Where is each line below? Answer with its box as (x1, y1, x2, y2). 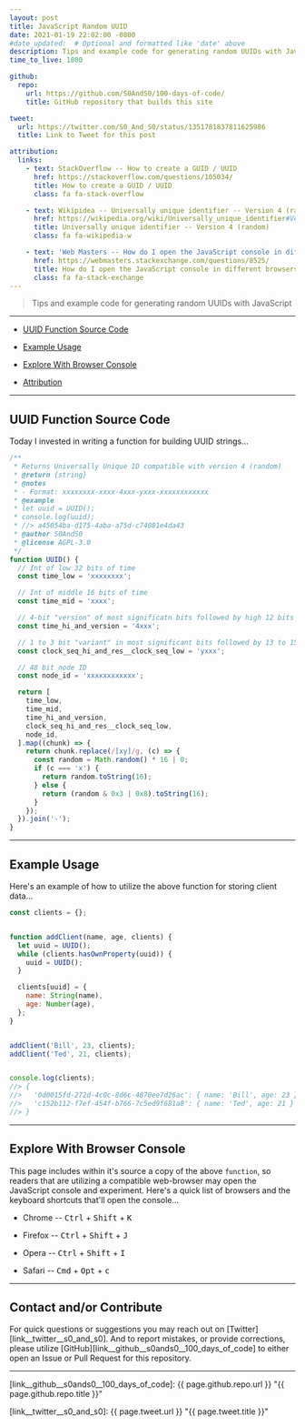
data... (9, 890, 34, 901)
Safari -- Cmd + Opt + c (22, 1265, 111, 1276)
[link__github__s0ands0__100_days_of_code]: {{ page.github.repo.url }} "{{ (9, 1379, 285, 1390)
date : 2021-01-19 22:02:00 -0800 (9, 30, 136, 39)
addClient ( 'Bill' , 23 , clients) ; (9, 1040, 136, 1050)
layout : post (9, 13, 59, 23)
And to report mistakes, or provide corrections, (110, 1333, 286, 1344)
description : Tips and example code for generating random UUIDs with (9, 47, 282, 56)
